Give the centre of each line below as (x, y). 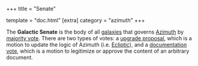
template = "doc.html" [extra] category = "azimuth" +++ (76, 20)
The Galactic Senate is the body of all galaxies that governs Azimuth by (95, 32)
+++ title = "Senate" (31, 9)
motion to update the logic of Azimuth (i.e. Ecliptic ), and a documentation (97, 45)
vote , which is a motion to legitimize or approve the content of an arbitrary (98, 51)
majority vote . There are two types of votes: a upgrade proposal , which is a (99, 38)
